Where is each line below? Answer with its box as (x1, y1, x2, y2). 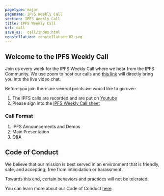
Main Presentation (12, 128, 50, 135)
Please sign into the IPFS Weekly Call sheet (12, 100, 100, 106)
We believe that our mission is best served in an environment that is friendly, (5, 161, 160, 167)
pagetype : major (5, 7, 38, 12)
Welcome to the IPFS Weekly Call (5, 52, 109, 61)
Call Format (5, 112, 33, 119)
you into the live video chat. (5, 76, 61, 82)
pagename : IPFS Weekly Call (5, 12, 63, 17)
